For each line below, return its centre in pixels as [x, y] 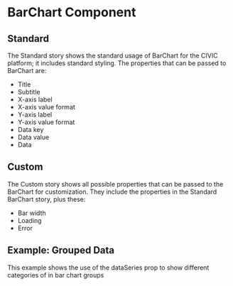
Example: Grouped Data [61, 250]
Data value [33, 137]
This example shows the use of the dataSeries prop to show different [108, 268]
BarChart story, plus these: [47, 199]
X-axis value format [47, 107]
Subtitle [29, 92]
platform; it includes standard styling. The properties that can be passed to [117, 63]
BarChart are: [27, 71]
